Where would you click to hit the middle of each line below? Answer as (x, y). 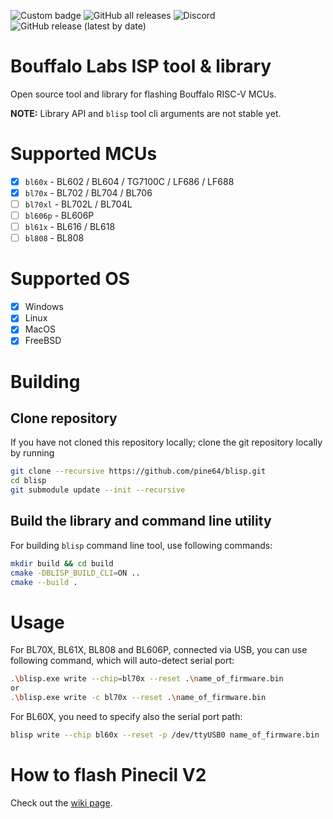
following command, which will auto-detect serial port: (122, 661)
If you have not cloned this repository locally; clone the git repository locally (166, 442)
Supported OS (70, 279)
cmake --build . (44, 582)
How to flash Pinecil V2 (108, 775)
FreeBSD (43, 341)
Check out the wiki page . (61, 802)
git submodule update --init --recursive (98, 490)
